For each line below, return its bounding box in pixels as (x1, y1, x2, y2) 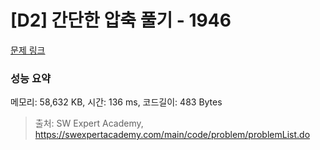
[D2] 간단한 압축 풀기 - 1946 (10, 9, 232, 32)
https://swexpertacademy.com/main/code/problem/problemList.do (34, 129, 311, 141)
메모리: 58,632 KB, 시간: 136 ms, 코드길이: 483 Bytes (10, 96, 223, 108)
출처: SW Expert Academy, (34, 117, 144, 130)
